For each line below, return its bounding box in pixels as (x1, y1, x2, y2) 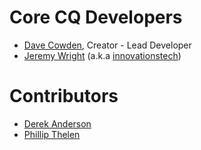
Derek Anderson (23, 117, 92, 130)
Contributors (9, 85, 119, 108)
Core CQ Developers (9, 6, 183, 29)
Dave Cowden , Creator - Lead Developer (23, 39, 192, 51)
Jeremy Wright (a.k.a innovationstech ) (23, 49, 182, 61)
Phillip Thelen (23, 128, 81, 140)
